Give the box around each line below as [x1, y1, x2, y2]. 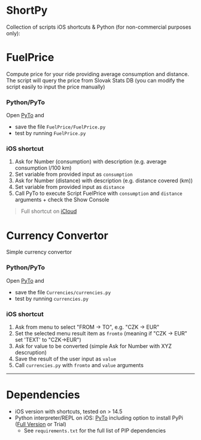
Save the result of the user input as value [14, 355, 117, 362]
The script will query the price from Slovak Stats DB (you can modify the [6, 77, 185, 84]
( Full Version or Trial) [14, 420, 67, 427]
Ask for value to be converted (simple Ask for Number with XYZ [14, 343, 172, 350]
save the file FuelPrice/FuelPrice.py [14, 123, 106, 130]
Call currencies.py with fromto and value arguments [14, 362, 144, 368]
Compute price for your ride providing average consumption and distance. [6, 70, 190, 78]
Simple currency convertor [6, 249, 72, 256]
